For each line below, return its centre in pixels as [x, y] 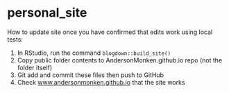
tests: [15, 39]
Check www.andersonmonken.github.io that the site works [101, 82]
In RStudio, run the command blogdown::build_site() [94, 53]
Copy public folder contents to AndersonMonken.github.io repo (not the [120, 60]
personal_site [47, 13]
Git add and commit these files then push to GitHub [91, 75]
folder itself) [35, 67]
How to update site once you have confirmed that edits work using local [110, 32]
